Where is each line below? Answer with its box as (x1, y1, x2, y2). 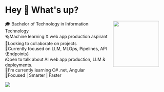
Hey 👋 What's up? (5, 4, 79, 16)
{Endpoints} (5, 51, 29, 57)
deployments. (5, 62, 33, 68)
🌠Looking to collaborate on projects (5, 40, 77, 46)
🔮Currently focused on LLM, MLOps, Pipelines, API (5, 46, 107, 51)
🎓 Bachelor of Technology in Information (5, 21, 89, 26)
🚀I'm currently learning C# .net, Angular (5, 67, 85, 73)
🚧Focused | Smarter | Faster (5, 72, 62, 78)
